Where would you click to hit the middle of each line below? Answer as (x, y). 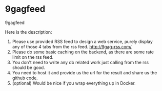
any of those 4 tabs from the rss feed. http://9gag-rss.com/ (72, 46)
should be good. (29, 68)
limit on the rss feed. (33, 57)
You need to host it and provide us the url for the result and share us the (84, 72)
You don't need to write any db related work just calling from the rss (80, 62)
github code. (25, 78)
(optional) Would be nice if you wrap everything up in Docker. (74, 83)
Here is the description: (29, 32)
